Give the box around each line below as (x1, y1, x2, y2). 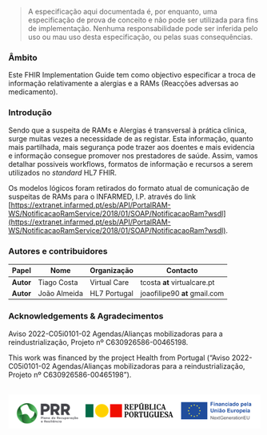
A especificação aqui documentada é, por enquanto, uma (27, 7, 217, 16)
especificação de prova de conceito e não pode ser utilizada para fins (27, 15, 258, 25)
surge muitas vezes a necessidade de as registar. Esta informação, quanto (8, 133, 253, 143)
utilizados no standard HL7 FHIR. (8, 168, 118, 177)
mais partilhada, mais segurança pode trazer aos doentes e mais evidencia (8, 142, 255, 152)
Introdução (8, 107, 52, 118)
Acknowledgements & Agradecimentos (8, 310, 164, 322)
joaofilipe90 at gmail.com (140, 288, 225, 298)
